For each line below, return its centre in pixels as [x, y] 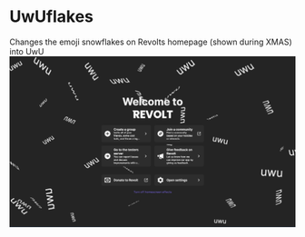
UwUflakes [51, 17]
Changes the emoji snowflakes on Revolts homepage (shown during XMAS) [151, 42]
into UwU [27, 51]
